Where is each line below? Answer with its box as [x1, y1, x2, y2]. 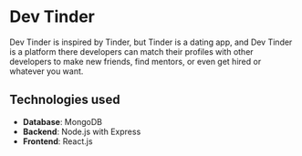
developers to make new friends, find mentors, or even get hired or [9, 56, 262, 67]
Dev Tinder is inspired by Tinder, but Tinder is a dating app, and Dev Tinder [9, 36, 293, 47]
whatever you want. [9, 66, 84, 77]
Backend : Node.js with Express [22, 126, 141, 137]
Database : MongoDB [22, 116, 103, 127]
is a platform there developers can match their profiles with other [9, 46, 254, 57]
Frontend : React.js [22, 135, 93, 147]
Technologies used [9, 92, 120, 108]
